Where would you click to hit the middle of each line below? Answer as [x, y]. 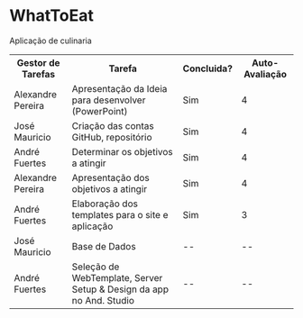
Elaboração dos [105, 204]
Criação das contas [113, 125]
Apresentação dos [111, 177]
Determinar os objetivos [122, 151]
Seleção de [96, 267]
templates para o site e [120, 214]
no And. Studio [103, 300]
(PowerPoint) [100, 111]
